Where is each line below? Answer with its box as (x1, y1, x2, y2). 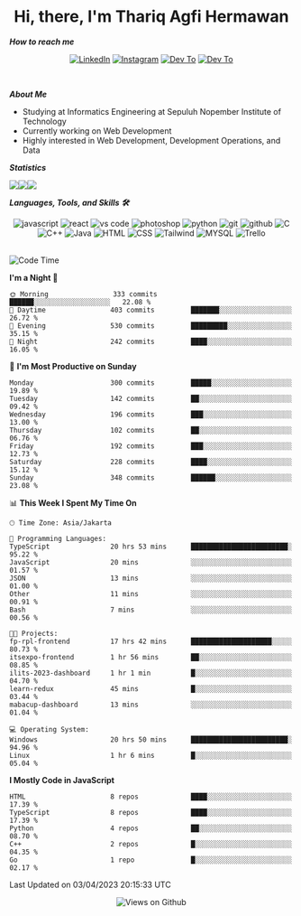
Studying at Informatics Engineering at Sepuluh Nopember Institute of (22, 106, 282, 117)
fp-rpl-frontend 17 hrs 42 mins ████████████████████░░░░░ (9, 637, 293, 646)
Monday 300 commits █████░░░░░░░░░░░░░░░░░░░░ (9, 378, 293, 388)
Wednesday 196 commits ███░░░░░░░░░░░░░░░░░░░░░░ (9, 409, 293, 419)
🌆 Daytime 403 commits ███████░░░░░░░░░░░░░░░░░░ (9, 305, 293, 314)
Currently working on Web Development (22, 125, 172, 136)
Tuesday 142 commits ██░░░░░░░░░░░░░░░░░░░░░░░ (9, 394, 293, 403)
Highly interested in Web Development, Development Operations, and (22, 135, 281, 145)
